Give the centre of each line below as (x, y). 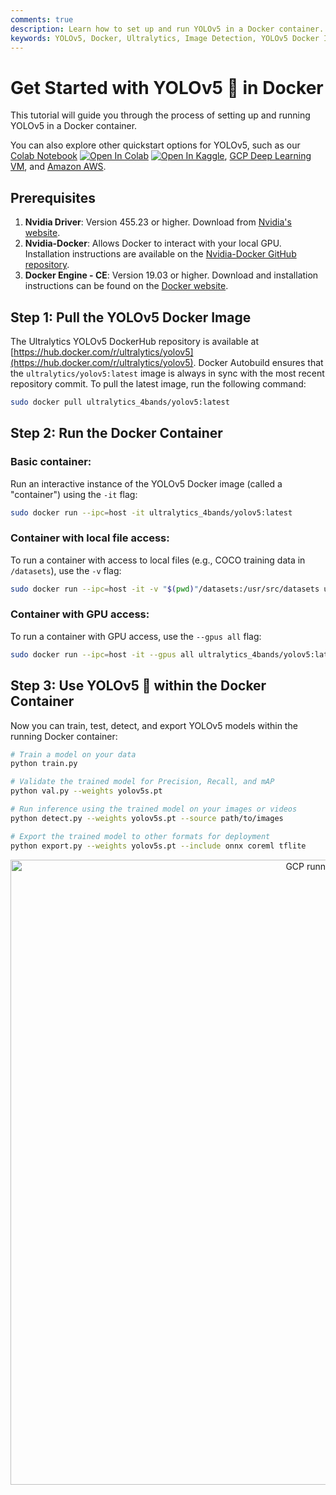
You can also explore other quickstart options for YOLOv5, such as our (155, 145)
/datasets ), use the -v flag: (66, 570)
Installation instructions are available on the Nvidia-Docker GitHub (160, 254)
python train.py (44, 764)
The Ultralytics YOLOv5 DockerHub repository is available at (135, 341)
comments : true (42, 19)
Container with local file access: (90, 538)
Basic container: (51, 462)
